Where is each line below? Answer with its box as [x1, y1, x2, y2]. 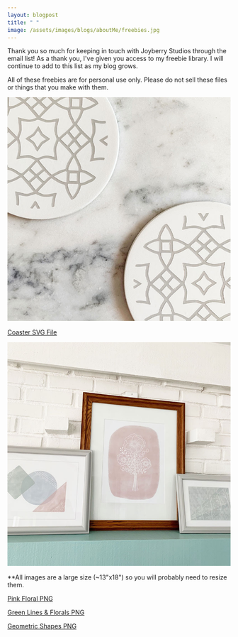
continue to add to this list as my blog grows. [7, 62, 138, 70]
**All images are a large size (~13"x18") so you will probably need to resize [7, 573, 227, 582]
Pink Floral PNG [7, 594, 53, 603]
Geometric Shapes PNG [7, 622, 76, 631]
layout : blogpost [7, 11, 59, 18]
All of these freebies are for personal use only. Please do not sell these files [7, 75, 228, 85]
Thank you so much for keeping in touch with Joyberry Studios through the [7, 47, 227, 55]
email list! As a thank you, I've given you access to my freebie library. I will [7, 54, 224, 63]
